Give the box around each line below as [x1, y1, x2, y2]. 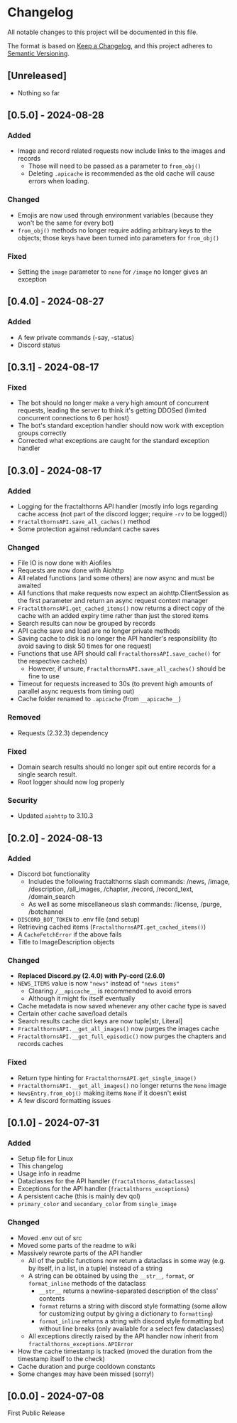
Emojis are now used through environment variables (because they [17, 210, 214, 219]
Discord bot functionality [17, 869, 90, 878]
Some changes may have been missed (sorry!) [17, 1370, 155, 1378]
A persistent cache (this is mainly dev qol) [17, 1192, 140, 1200]
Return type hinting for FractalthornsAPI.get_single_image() [17, 1073, 197, 1082]
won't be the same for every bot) [17, 218, 114, 227]
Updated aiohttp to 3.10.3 [17, 811, 94, 820]
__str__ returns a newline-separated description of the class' [38, 1286, 219, 1295]
